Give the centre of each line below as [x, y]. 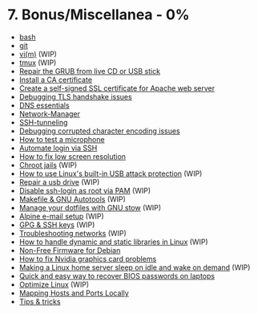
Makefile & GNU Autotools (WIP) [72, 199]
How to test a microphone [62, 139]
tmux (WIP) [38, 63]
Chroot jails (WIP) [48, 165]
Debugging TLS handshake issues [76, 96]
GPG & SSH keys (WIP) [57, 224]
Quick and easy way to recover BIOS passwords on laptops [117, 275]
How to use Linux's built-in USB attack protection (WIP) [111, 173]
